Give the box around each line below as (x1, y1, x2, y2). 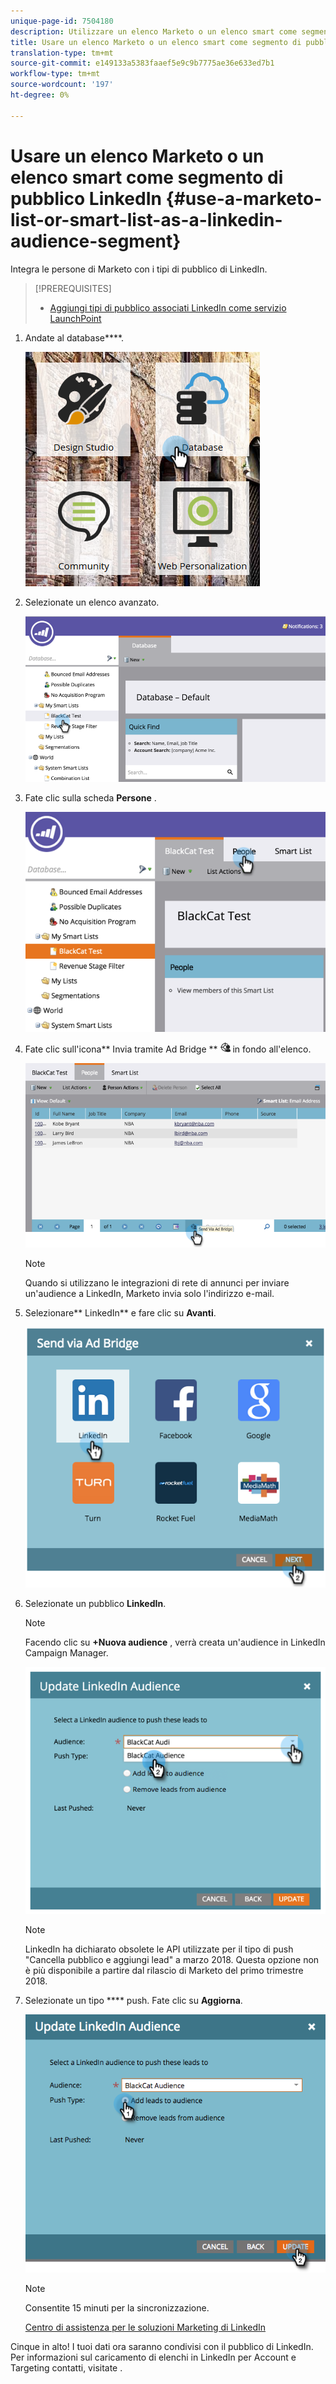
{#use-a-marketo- (165, 187, 323, 210)
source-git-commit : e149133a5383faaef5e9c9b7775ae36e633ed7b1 (10, 58, 275, 69)
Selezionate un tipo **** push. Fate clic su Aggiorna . (24, 1995, 243, 2007)
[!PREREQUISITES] (34, 282, 112, 294)
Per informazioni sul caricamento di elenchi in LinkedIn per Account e (10, 2351, 297, 2363)
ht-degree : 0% (10, 90, 70, 100)
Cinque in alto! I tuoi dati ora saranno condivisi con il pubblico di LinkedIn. (10, 2340, 314, 2352)
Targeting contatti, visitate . (10, 2361, 123, 2374)
